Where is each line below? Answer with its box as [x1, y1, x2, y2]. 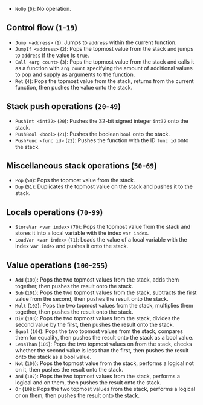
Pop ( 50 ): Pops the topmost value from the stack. [14, 177, 135, 184]
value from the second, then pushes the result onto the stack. [14, 295, 169, 303]
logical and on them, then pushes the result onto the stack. [14, 379, 162, 386]
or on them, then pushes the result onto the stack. [14, 392, 140, 399]
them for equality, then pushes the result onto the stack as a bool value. [14, 334, 194, 341]
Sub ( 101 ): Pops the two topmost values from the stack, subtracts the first [14, 289, 197, 296]
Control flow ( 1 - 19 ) [6, 22, 78, 33]
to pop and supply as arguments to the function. [14, 71, 135, 78]
